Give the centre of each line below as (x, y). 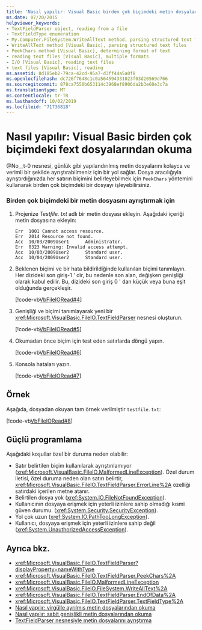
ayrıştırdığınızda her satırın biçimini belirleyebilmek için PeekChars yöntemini (99, 179)
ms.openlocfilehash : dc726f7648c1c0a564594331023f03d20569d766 (87, 79)
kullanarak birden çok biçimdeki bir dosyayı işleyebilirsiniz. (79, 185)
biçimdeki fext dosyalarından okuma (99, 149)
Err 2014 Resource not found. (54, 236)
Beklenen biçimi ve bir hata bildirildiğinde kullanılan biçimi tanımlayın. (100, 269)
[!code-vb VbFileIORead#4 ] (48, 299)
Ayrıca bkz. (28, 549)
